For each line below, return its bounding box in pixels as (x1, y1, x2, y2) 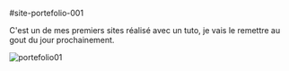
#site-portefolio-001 (9, 8, 83, 18)
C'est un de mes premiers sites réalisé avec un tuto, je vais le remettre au (9, 25, 281, 35)
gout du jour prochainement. (9, 35, 115, 45)
